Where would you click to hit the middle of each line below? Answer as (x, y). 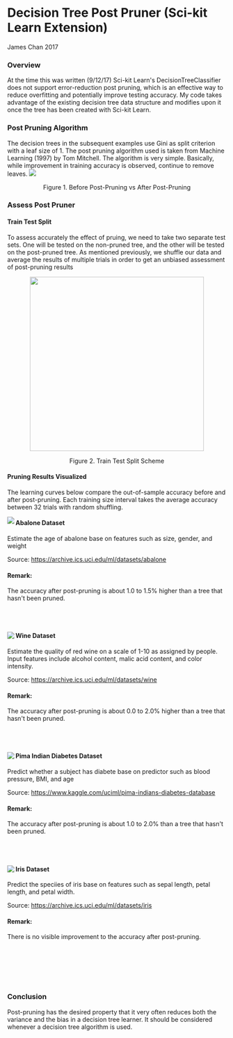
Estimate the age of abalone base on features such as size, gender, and (110, 539)
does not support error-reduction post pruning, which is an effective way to (115, 88)
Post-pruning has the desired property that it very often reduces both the (112, 1012)
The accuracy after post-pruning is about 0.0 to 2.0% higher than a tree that (116, 711)
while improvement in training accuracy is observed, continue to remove (111, 165)
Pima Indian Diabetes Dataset (59, 756)
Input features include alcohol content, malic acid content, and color (105, 659)
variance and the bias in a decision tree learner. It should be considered (110, 1019)
